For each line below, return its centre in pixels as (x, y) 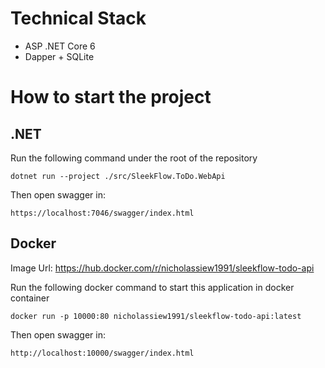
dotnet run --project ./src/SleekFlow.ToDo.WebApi (118, 176)
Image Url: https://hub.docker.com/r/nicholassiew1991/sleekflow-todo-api (162, 268)
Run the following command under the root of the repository (134, 158)
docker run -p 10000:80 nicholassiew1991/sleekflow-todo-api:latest (156, 316)
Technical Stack (78, 18)
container (30, 298)
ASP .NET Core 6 (60, 46)
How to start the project (111, 97)
